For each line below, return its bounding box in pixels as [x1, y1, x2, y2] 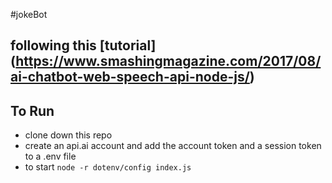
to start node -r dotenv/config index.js [24, 161, 192, 173]
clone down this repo [24, 129, 113, 141]
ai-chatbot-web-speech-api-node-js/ [10, 69, 250, 86]
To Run [10, 102, 55, 119]
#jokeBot [10, 9, 48, 20]
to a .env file [24, 150, 77, 163]
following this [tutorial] [10, 37, 157, 54]
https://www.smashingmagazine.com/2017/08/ [15, 53, 322, 70]
